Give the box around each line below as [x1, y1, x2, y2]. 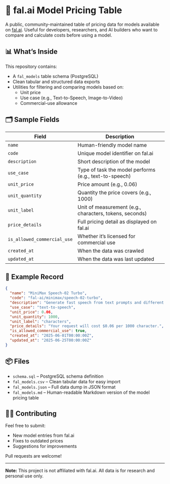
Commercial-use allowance [20, 100, 77, 106]
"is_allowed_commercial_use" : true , [10, 329, 87, 334]
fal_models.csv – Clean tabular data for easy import [12, 378, 121, 384]
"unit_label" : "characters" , [10, 319, 71, 324]
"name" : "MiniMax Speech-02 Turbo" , [10, 291, 87, 296]
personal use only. [5, 473, 44, 479]
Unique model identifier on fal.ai [77, 149, 153, 156]
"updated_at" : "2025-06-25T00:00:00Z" [10, 338, 92, 343]
